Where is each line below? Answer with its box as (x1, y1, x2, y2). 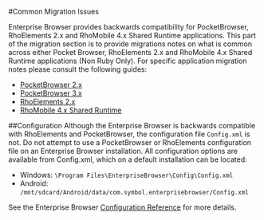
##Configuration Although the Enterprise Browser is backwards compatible (8, 121, 256, 130)
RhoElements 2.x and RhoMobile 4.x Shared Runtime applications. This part (8, 31, 257, 40)
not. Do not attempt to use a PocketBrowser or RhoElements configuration (8, 138, 252, 147)
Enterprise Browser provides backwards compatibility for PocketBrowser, (8, 22, 249, 31)
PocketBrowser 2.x (19, 80, 82, 89)
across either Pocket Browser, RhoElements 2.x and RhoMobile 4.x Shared (8, 48, 253, 57)
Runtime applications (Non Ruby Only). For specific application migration (8, 56, 247, 65)
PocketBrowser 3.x (19, 88, 82, 98)
